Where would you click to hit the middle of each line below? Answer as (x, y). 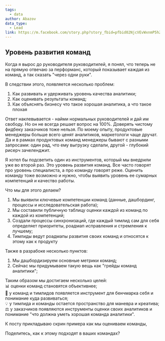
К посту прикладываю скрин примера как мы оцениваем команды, (76, 324)
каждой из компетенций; (38, 215)
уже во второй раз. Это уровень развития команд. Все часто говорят (78, 165)
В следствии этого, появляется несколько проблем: (60, 84)
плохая (20, 109)
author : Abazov (21, 19)
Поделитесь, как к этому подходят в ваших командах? (63, 333)
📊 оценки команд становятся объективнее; (51, 286)
